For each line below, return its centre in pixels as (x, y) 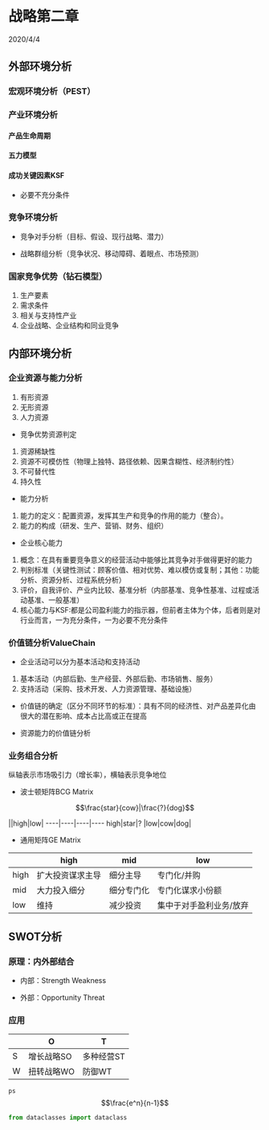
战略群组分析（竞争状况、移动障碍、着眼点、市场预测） (111, 253)
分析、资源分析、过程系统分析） (73, 580)
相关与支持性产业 (48, 316)
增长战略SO (50, 1057)
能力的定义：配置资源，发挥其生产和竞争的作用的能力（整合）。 (124, 516)
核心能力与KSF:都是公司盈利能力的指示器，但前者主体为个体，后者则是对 (140, 610)
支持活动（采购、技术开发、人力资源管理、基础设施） (108, 689)
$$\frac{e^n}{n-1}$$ (135, 1103)
